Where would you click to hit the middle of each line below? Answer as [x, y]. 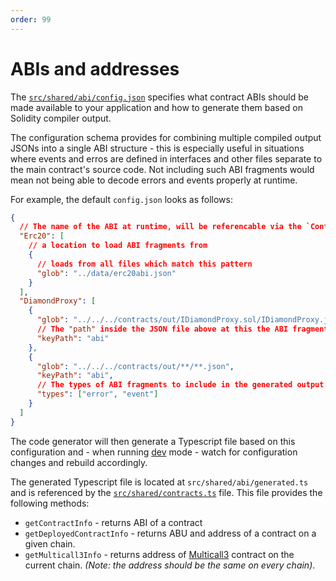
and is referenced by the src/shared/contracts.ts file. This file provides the [166, 492]
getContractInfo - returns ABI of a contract [113, 522]
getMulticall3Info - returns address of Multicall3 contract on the [159, 554]
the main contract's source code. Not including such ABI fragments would [162, 169]
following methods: [50, 503]
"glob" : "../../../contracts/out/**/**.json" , [135, 366]
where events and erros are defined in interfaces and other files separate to [166, 158]
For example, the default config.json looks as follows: [121, 199]
